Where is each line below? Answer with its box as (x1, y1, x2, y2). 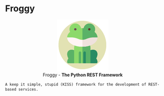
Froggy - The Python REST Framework (42, 72, 123, 78)
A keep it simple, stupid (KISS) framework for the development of (5, 82, 147, 87)
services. (18, 87, 38, 92)
